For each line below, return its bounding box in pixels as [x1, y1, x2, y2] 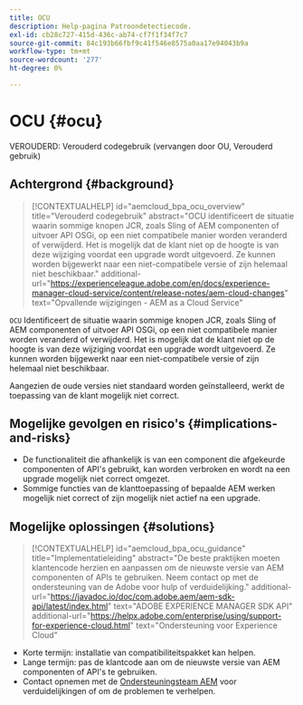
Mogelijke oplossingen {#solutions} [9, 518, 215, 535]
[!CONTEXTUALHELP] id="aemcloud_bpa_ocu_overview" [31, 200, 246, 211]
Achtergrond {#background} [9, 177, 175, 192]
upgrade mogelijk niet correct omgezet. [22, 473, 170, 485]
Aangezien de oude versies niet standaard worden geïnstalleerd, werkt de [9, 380, 285, 391]
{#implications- [187, 416, 278, 431]
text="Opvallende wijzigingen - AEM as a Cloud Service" [31, 296, 243, 308]
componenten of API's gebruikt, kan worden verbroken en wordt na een [22, 464, 291, 475]
